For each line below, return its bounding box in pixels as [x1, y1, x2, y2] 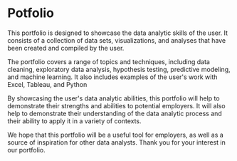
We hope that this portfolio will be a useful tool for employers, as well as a [7, 130, 224, 139]
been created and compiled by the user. [7, 43, 125, 52]
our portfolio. [7, 145, 46, 154]
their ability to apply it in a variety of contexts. [7, 116, 142, 125]
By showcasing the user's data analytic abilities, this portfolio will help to [7, 94, 220, 103]
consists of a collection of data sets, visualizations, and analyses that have [7, 36, 226, 44]
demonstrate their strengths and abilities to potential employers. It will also [7, 101, 226, 110]
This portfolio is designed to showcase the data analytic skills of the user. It [7, 28, 228, 37]
